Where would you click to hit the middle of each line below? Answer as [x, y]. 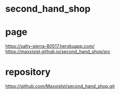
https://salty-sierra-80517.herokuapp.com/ [50, 46]
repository [28, 72]
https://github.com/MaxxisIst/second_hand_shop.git [60, 86]
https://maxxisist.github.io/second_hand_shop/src [58, 52]
